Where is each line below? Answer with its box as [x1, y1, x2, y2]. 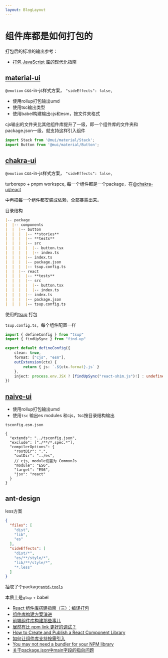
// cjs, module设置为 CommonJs [14, 459, 77, 464]
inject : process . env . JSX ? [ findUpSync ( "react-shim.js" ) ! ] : [14, 373, 144, 379]
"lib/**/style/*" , [14, 560, 52, 565]
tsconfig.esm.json [5, 423, 43, 428]
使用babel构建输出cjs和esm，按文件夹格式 [12, 111, 100, 117]
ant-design [5, 494, 40, 502]
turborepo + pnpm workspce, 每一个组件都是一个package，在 [5, 181, 133, 187]
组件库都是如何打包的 [5, 31, 93, 42]
